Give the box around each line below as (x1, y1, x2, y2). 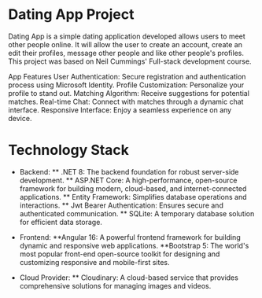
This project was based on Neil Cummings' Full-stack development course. (8, 57, 252, 66)
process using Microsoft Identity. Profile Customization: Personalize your (8, 80, 245, 90)
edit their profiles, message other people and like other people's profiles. (8, 48, 244, 57)
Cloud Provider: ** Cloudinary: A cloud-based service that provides (19, 273, 238, 282)
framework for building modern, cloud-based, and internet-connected (19, 183, 247, 193)
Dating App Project (8, 6, 135, 24)
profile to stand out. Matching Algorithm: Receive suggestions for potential (8, 88, 250, 97)
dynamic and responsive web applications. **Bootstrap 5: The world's (19, 241, 249, 250)
